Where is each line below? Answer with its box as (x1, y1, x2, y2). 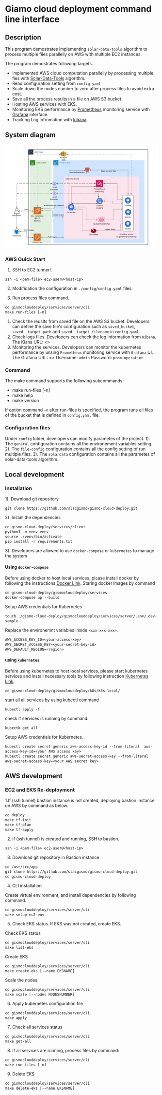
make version (12, 398, 39, 403)
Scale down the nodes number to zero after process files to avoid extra (12, 86, 154, 91)
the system (5, 553, 28, 559)
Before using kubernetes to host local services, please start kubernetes (5, 668, 148, 673)
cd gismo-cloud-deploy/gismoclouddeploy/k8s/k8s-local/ (5, 688, 120, 693)
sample (5, 618, 18, 623)
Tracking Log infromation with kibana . (12, 117, 88, 122)
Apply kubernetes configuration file (12, 1000, 83, 1007)
